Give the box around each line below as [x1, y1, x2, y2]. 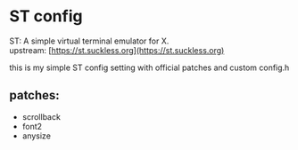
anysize [21, 130, 52, 141]
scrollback [21, 111, 61, 122]
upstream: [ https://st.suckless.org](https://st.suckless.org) [9, 44, 225, 55]
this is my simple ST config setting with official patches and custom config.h [9, 62, 290, 73]
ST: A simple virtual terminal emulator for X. [9, 36, 170, 46]
